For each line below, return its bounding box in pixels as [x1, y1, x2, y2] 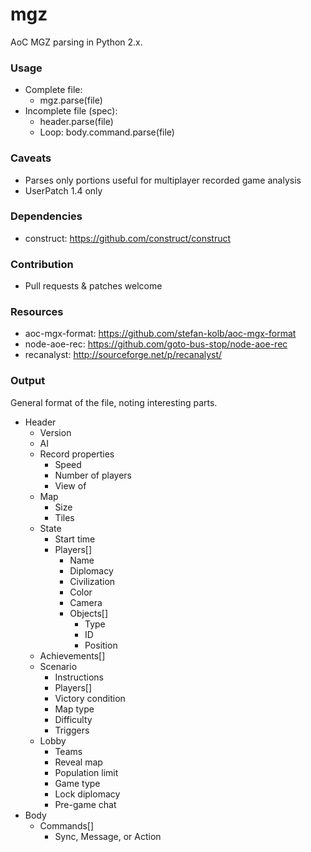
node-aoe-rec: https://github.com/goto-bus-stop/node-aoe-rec [24, 338, 288, 350]
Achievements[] [39, 649, 106, 662]
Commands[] [39, 819, 95, 832]
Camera [69, 596, 103, 608]
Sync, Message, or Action [54, 830, 162, 842]
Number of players [54, 469, 132, 481]
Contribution [10, 257, 74, 271]
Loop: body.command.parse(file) [39, 126, 175, 138]
